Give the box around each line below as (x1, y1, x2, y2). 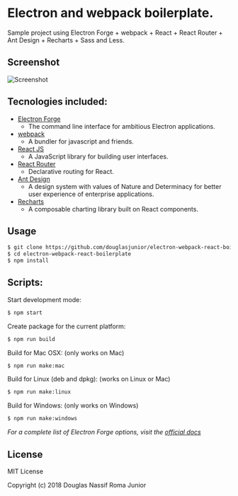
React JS (17, 144, 45, 153)
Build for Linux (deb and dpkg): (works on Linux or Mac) (7, 375, 171, 383)
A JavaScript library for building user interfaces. (28, 152, 169, 161)
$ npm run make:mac (7, 362, 65, 369)
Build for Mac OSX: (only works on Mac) (7, 348, 125, 357)
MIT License (7, 467, 44, 475)
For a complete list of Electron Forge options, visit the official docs (7, 428, 201, 437)
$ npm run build (7, 335, 55, 342)
